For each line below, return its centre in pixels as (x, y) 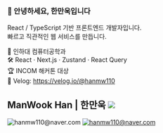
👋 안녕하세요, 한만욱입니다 (49, 11)
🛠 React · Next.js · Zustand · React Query (67, 60)
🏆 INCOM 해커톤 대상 (38, 71)
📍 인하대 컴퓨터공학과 (37, 51)
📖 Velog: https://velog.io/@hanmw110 (61, 81)
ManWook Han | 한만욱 (57, 104)
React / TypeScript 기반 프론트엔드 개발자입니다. (74, 28)
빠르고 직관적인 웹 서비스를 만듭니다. (57, 37)
